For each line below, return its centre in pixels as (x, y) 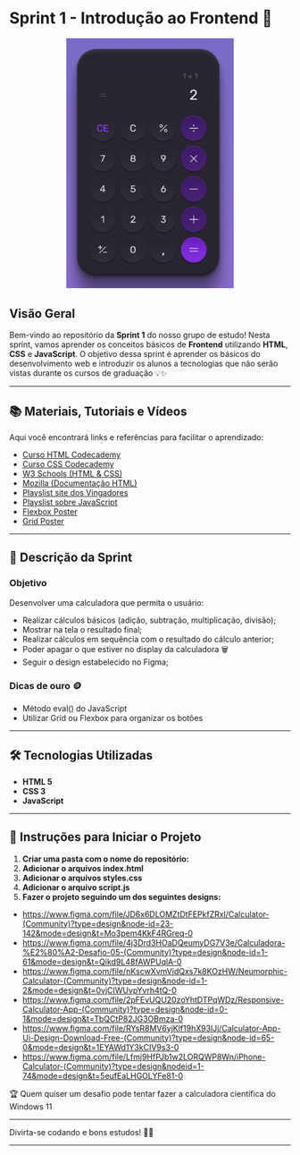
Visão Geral (42, 314)
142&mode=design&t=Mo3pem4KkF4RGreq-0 (108, 933)
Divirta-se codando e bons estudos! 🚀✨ (82, 1132)
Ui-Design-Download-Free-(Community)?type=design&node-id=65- (148, 1038)
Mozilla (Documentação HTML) (79, 483)
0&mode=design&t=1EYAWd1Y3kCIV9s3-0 (100, 1047)
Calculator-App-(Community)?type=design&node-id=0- (125, 1009)
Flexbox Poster (50, 512)
